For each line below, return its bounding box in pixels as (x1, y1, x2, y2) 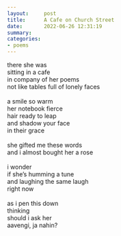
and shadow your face (7, 119, 70, 127)
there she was (7, 61, 47, 69)
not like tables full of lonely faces (7, 83, 100, 91)
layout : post (7, 10, 57, 17)
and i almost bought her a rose (7, 148, 94, 156)
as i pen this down (7, 200, 59, 207)
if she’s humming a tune (7, 170, 75, 178)
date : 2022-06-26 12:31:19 (7, 23, 103, 29)
